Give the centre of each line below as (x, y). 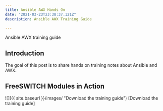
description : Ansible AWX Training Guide (49, 19)
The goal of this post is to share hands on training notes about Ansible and (81, 65)
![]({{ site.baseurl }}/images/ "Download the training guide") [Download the (82, 98)
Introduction (25, 53)
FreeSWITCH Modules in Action (55, 86)
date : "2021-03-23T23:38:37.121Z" (41, 14)
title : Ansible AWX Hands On (35, 10)
